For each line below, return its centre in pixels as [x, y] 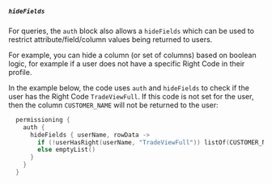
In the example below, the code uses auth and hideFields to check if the [129, 88]
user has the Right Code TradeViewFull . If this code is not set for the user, [131, 96]
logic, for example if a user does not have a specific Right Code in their [127, 63]
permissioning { [43, 119]
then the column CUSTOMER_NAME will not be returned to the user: [113, 105]
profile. [20, 72]
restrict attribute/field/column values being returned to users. [110, 39]
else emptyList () [66, 150]
